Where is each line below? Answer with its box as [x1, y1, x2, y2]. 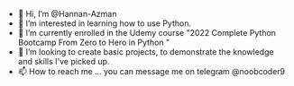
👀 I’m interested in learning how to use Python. [17, 18, 192, 29]
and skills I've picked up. [17, 56, 110, 66]
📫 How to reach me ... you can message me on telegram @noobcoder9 [17, 66, 286, 76]
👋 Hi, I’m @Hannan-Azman [17, 9, 117, 19]
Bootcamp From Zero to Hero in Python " [17, 37, 170, 47]
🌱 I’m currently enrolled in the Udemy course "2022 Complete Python [17, 28, 277, 38]
